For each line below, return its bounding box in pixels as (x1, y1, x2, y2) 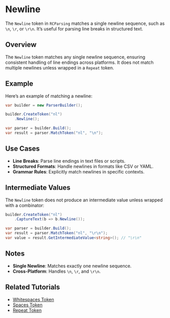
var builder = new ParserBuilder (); (5, 102, 83, 108)
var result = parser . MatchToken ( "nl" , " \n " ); (5, 130, 103, 135)
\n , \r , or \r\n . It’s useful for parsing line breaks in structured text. (5, 25, 144, 31)
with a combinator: (5, 202, 45, 208)
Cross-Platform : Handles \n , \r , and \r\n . (12, 268, 101, 274)
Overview (5, 41, 37, 49)
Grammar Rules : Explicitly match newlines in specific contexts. (12, 168, 145, 174)
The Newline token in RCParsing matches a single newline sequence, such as (5, 20, 165, 26)
